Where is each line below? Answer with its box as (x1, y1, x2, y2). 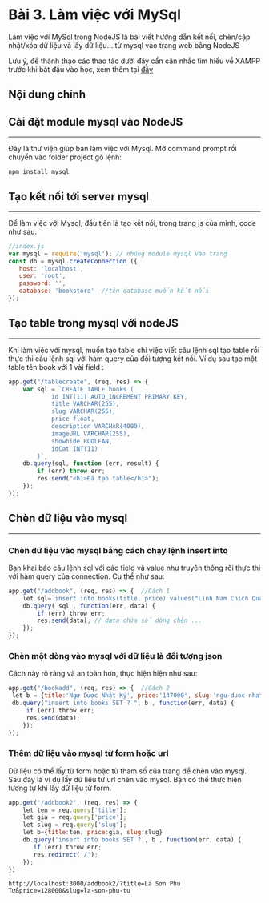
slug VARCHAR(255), (50, 407, 116, 415)
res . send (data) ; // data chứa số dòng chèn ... (37, 616, 203, 625)
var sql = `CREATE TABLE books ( (22, 385, 134, 393)
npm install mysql (8, 168, 70, 176)
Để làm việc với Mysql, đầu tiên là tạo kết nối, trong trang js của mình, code (8, 218, 256, 227)
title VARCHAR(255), (50, 400, 120, 408)
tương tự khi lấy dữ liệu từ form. (8, 783, 112, 793)
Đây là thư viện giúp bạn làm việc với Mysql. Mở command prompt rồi (8, 144, 238, 154)
